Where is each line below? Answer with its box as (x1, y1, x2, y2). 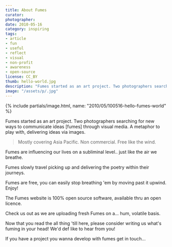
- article (5, 36, 27, 42)
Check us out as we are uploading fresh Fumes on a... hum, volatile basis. (5, 210, 161, 216)
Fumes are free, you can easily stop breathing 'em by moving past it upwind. (5, 179, 167, 186)
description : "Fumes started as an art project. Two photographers (5, 84, 153, 89)
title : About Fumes (5, 7, 47, 13)
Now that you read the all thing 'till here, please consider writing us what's (5, 220, 162, 226)
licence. (5, 200, 22, 207)
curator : (5, 12, 24, 17)
